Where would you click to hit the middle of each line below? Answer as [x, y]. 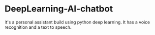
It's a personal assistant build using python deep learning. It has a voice [77, 22]
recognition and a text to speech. [38, 27]
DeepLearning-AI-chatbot [59, 9]
